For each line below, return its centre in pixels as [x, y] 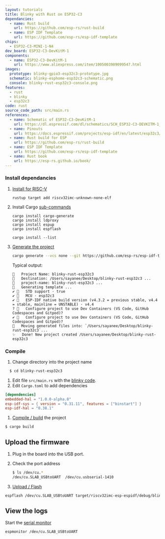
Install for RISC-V [30, 189]
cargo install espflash [37, 229]
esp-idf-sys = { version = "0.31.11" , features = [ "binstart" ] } [73, 404]
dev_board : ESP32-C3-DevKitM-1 [37, 51]
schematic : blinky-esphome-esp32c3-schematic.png [61, 78]
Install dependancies [31, 178]
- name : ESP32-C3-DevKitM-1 [38, 60]
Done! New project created [50, 335]
